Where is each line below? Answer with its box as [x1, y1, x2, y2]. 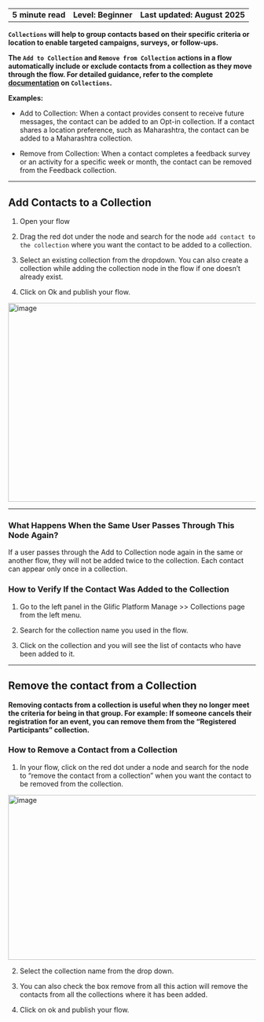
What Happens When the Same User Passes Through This [8, 520, 235, 531]
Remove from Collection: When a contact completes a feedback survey [19, 149, 251, 159]
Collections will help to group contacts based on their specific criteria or [8, 30, 250, 39]
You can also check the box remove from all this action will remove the [19, 981, 248, 991]
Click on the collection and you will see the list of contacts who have [19, 640, 241, 650]
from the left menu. [19, 610, 82, 620]
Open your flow [19, 217, 71, 226]
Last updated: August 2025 [140, 9, 246, 20]
